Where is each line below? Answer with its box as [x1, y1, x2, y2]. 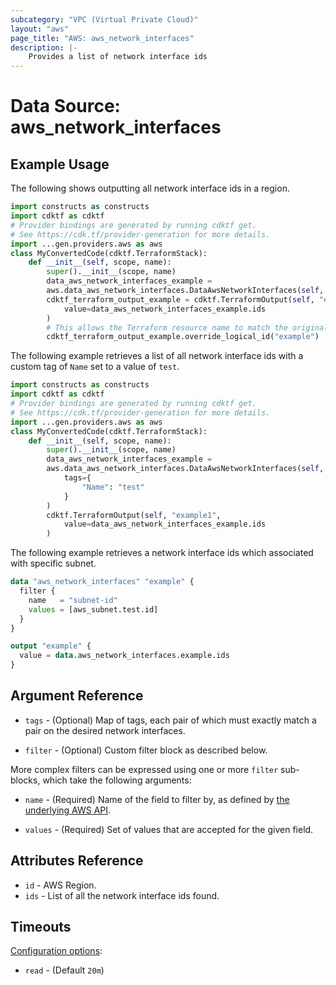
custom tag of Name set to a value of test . [10, 361, 180, 373]
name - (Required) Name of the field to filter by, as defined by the [24, 793, 290, 805]
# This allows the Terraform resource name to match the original [46, 322, 329, 333]
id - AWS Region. [24, 879, 97, 891]
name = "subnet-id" [28, 595, 118, 605]
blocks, [10, 774, 41, 786]
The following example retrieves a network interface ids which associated [10, 547, 314, 559]
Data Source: [10, 95, 121, 118]
